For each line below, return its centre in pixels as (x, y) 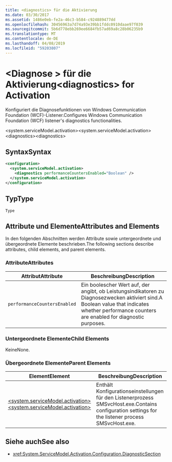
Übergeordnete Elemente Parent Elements (58, 363)
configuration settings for (126, 411)
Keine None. (18, 350)
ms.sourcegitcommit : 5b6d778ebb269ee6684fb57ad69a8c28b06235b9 (74, 29)
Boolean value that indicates (115, 304)
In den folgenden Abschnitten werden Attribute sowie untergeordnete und (83, 238)
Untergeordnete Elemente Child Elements (57, 338)
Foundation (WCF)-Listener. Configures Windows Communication (74, 115)
